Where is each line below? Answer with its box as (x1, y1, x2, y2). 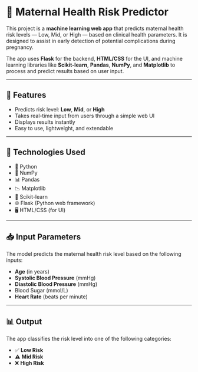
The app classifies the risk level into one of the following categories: (6, 335, 172, 343)
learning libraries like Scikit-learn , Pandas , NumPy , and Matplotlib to (6, 61, 176, 68)
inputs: (6, 256, 23, 264)
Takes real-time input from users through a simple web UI (14, 112, 155, 119)
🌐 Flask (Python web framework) (14, 199, 95, 206)
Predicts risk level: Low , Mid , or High (14, 106, 105, 113)
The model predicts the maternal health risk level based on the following (6, 251, 181, 258)
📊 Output (6, 317, 42, 327)
